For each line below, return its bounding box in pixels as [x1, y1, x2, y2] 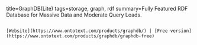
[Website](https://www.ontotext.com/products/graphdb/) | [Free [6, 28, 168, 34]
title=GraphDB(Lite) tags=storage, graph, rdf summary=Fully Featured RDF [6, 5, 188, 12]
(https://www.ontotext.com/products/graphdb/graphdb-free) [6, 33, 155, 39]
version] [170, 28, 192, 34]
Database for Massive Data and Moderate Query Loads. [6, 11, 142, 18]
